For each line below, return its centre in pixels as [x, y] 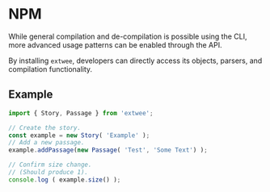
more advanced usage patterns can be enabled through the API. [115, 44]
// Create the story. [45, 127]
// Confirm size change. [50, 165]
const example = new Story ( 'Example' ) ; [79, 135]
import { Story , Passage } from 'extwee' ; [81, 113]
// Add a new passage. [46, 143]
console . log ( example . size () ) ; [65, 179]
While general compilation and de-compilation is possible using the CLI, [128, 36]
